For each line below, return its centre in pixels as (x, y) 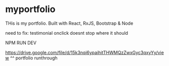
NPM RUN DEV (21, 43)
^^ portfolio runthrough (34, 58)
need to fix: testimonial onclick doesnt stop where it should (67, 33)
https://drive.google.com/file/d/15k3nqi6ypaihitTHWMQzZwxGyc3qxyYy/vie (85, 52)
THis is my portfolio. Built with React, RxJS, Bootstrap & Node (69, 23)
